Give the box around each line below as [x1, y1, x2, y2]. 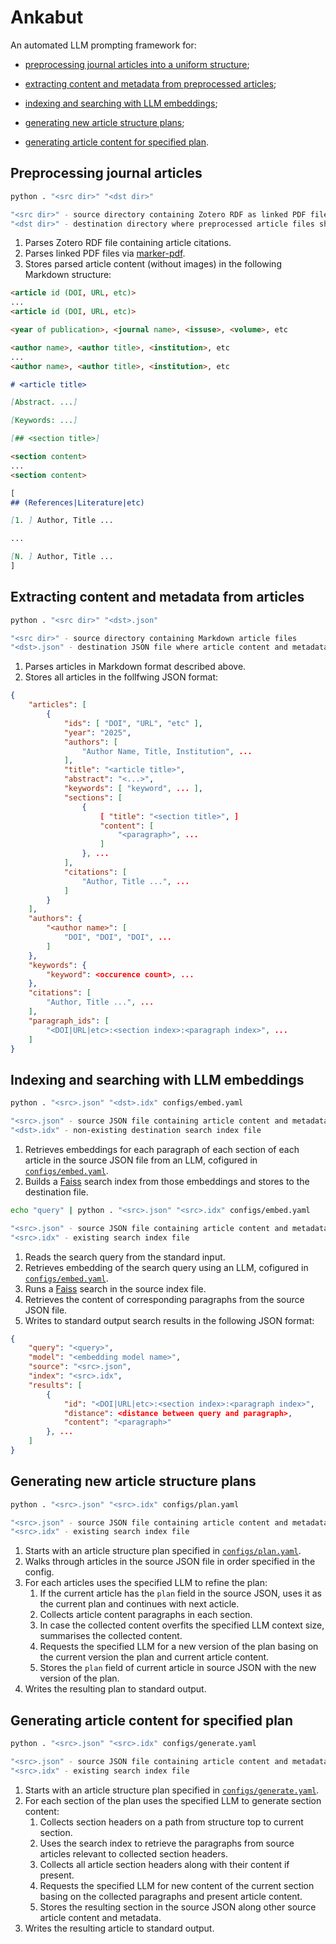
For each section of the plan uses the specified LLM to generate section [24, 1794, 322, 1806]
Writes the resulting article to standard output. [24, 1922, 215, 1934]
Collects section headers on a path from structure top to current [39, 1816, 304, 1828]
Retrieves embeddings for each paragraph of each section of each [24, 1143, 300, 1155]
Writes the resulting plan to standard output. [24, 1683, 207, 1695]
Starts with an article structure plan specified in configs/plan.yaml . [24, 1545, 302, 1557]
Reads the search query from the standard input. [24, 1251, 226, 1263]
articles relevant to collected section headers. [39, 1847, 228, 1860]
